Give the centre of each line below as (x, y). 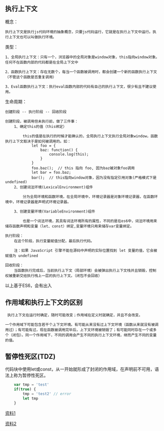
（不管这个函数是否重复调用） (31, 77)
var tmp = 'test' (32, 385)
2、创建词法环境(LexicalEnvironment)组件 (54, 187)
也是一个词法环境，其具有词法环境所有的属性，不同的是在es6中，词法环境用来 (90, 221)
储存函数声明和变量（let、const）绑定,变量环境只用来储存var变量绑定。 (69, 226)
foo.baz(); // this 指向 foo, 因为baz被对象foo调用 (83, 168)
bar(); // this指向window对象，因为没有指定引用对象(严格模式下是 (94, 178)
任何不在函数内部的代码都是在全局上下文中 (42, 62)
